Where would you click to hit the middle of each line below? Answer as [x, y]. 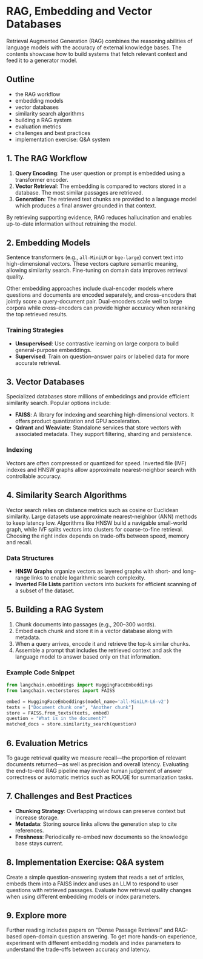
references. [29, 830]
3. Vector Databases [45, 382]
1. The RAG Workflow [47, 158]
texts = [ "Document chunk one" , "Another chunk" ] [70, 707]
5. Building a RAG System [55, 610]
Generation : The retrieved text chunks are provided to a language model [106, 199]
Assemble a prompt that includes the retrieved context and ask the [98, 650]
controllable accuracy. [34, 476]
